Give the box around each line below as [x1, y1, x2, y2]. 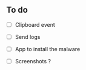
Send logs [15, 33, 41, 40]
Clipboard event [15, 21, 56, 28]
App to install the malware [15, 45, 81, 52]
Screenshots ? [15, 58, 51, 65]
